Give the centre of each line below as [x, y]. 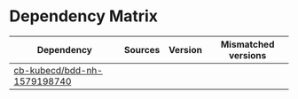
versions [248, 55]
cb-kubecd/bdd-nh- [59, 70]
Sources [142, 49]
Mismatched [247, 44]
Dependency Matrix [83, 16]
